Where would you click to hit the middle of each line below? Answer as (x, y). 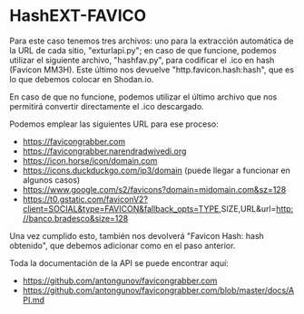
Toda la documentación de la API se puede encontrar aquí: (119, 262)
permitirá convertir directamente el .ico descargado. (107, 106)
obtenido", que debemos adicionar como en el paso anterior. (123, 245)
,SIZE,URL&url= (248, 208)
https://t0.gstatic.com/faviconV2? (85, 199)
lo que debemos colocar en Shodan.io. (82, 79)
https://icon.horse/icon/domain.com (90, 160)
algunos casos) (51, 180)
